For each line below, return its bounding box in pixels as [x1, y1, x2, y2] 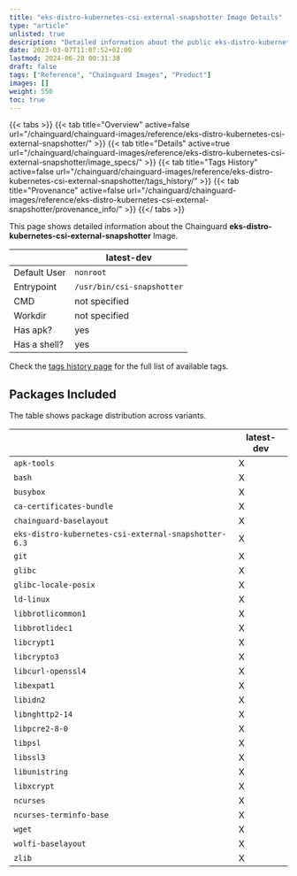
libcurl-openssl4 [13, 666, 87, 677]
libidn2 [13, 695, 46, 705]
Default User [13, 266, 66, 279]
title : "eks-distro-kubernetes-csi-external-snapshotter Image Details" [9, 12, 283, 22]
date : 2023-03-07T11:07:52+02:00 [9, 46, 133, 55]
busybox [13, 488, 46, 497]
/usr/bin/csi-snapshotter [74, 282, 184, 292]
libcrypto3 [13, 652, 59, 662]
